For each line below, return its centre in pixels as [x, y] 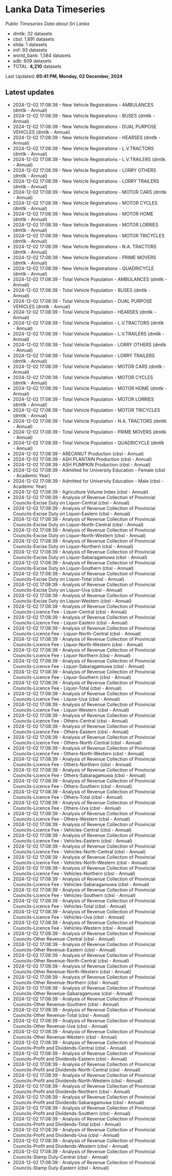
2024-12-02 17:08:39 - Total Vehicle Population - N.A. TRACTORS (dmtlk [90, 421]
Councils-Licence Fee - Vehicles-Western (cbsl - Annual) [73, 928]
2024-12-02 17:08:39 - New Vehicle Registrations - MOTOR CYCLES [85, 203]
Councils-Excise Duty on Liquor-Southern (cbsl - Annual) [73, 568]
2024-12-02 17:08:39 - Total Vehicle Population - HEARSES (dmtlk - [84, 312]
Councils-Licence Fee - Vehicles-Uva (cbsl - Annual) [69, 917]
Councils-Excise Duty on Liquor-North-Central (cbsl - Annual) [78, 524]
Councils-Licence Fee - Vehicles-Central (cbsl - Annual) [72, 830]
